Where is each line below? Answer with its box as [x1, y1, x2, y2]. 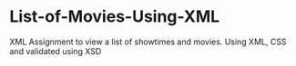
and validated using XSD [9, 45, 102, 56]
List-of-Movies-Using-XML [9, 6, 220, 27]
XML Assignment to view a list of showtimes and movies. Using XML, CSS [9, 36, 287, 47]
